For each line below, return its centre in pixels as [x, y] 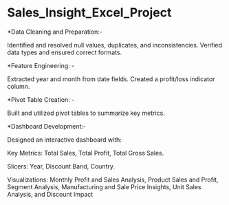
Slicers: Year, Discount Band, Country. [61, 166]
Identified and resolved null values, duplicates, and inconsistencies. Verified [115, 45]
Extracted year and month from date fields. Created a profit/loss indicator [111, 79]
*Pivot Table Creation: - [41, 99]
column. [19, 86]
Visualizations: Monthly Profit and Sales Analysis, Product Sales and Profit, [113, 180]
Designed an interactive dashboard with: [65, 140]
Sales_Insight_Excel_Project [89, 13]
